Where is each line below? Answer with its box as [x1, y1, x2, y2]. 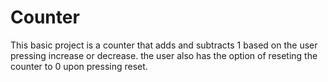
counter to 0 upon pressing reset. [10, 60, 148, 72]
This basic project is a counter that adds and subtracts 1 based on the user [10, 39, 318, 51]
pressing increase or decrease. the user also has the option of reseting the [10, 49, 318, 61]
